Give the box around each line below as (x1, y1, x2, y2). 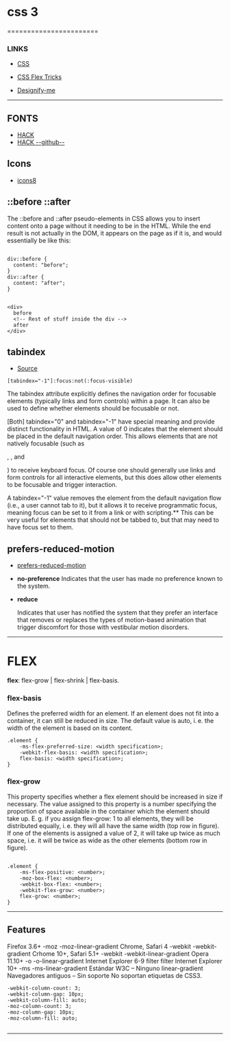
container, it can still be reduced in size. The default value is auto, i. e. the (7, 716, 214, 724)
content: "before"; (13, 262, 69, 268)
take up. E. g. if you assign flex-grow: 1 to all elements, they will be (7, 814, 194, 823)
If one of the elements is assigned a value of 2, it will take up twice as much (7, 829, 220, 837)
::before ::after (7, 196, 71, 208)
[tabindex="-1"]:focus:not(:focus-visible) (7, 378, 133, 385)
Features (7, 924, 46, 936)
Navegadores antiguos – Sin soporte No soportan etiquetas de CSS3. (7, 971, 202, 979)
